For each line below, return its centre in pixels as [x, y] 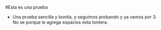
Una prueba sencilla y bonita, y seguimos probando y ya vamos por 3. [84, 17]
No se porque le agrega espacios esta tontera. [60, 22]
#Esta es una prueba [26, 7]
